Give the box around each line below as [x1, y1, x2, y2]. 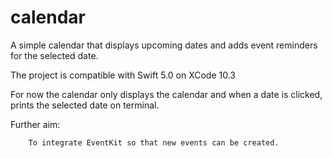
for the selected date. [10, 49, 99, 61]
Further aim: [10, 118, 61, 130]
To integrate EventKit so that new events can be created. [28, 137, 280, 148]
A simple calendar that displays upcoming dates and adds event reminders [10, 39, 318, 51]
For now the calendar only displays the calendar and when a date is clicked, [10, 88, 323, 100]
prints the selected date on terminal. [10, 99, 160, 111]
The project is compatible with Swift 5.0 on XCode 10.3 [10, 69, 236, 81]
